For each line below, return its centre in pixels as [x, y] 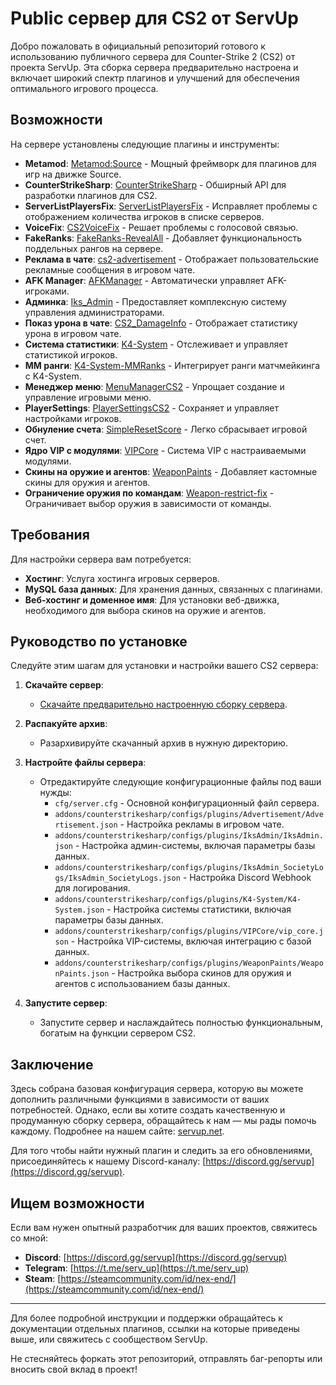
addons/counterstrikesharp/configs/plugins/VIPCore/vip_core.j [189, 932]
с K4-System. [53, 376]
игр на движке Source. [73, 174]
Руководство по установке [99, 641]
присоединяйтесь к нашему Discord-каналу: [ [108, 1161]
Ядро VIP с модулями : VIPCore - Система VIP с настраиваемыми [165, 450]
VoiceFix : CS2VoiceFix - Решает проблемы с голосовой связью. [161, 227]
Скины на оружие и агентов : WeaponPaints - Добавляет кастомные [171, 471]
